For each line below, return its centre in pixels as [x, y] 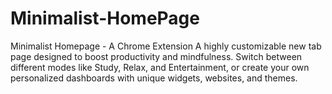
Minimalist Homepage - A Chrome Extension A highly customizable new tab [166, 46]
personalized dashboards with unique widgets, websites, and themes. [154, 78]
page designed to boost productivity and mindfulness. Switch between [156, 56]
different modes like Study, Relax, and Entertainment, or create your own [160, 67]
